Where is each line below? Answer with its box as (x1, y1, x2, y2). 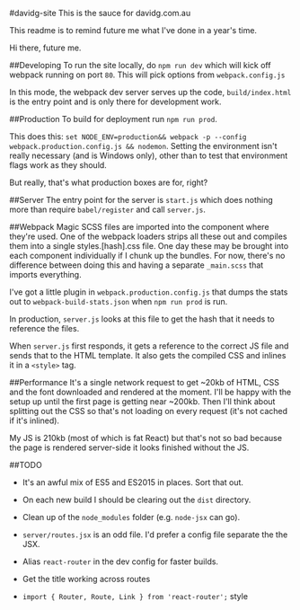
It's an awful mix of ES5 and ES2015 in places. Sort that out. (22, 477, 244, 488)
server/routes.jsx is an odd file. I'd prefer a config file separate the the (22, 529, 288, 540)
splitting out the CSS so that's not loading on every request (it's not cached (9, 406, 288, 416)
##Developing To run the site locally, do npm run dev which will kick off (9, 60, 271, 70)
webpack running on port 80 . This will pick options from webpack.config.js (9, 69, 286, 80)
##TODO (9, 460, 42, 470)
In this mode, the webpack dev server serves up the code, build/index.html (9, 87, 292, 97)
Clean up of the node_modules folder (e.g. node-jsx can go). (22, 512, 241, 522)
